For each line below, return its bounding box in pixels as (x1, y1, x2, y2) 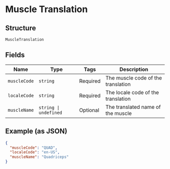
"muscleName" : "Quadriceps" (10, 154, 69, 160)
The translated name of (105, 103, 161, 110)
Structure (5, 24, 36, 32)
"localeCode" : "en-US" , (10, 150, 60, 155)
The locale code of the (105, 89, 159, 96)
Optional (79, 106, 100, 113)
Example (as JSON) (5, 127, 67, 136)
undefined (38, 110, 62, 115)
